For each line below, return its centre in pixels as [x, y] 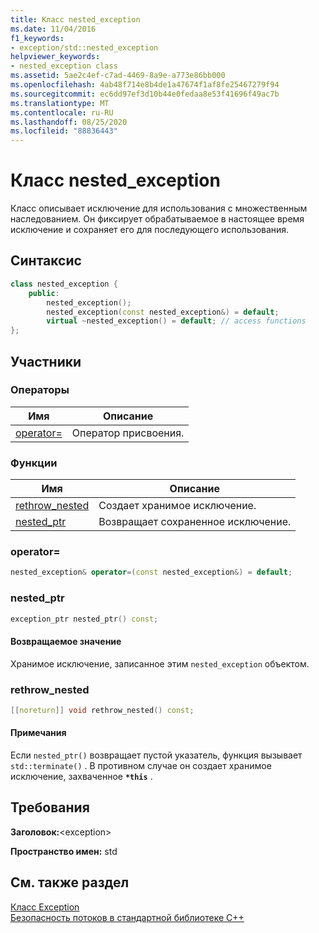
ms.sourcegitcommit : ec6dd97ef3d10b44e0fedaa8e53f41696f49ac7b [145, 94]
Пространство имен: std [64, 851]
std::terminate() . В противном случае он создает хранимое [141, 766]
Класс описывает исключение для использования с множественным [159, 208]
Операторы [40, 390]
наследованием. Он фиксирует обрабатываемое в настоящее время [157, 219]
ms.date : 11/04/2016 [53, 29]
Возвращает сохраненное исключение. [195, 522]
